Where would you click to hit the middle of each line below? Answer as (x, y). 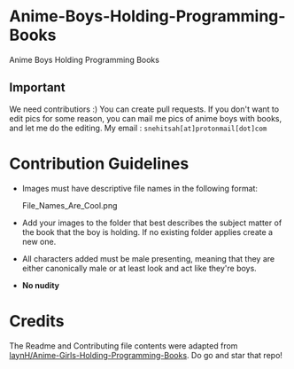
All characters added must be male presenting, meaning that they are (148, 258)
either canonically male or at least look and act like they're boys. (139, 268)
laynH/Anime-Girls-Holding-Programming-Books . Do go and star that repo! (146, 355)
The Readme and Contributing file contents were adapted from (124, 345)
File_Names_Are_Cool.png (70, 205)
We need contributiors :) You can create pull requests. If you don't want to (144, 109)
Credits (37, 321)
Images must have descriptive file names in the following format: (140, 188)
